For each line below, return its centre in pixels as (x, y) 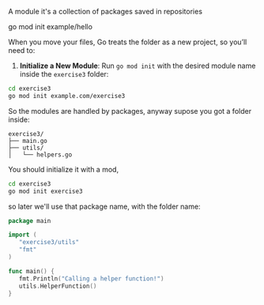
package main (30, 220)
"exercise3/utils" (49, 243)
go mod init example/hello (51, 26)
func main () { (32, 271)
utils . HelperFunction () (58, 286)
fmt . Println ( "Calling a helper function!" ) (91, 279)
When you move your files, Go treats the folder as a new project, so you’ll (128, 42)
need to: (22, 50)
